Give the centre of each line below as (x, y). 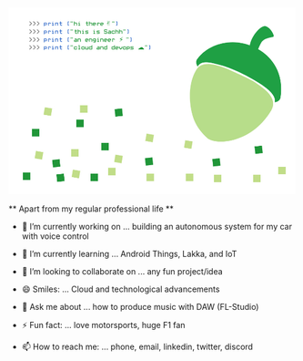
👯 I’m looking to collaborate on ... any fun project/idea (122, 271)
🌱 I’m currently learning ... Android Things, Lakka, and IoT (129, 253)
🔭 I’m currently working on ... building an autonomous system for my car (157, 226)
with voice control (55, 236)
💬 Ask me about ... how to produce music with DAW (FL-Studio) (140, 306)
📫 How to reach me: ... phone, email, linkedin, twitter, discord (137, 346)
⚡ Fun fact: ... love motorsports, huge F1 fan (103, 325)
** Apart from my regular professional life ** (91, 209)
